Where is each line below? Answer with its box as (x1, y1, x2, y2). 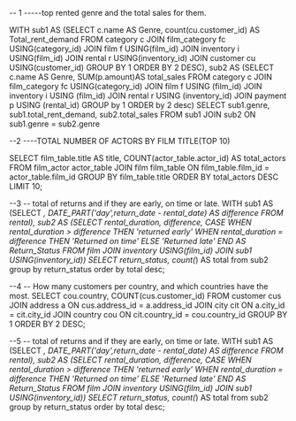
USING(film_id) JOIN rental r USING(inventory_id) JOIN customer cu (9, 53, 256, 63)
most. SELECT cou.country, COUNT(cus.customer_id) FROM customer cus (9, 291, 282, 301)
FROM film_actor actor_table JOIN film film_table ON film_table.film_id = (9, 163, 270, 172)
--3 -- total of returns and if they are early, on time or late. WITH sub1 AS (9, 198, 274, 209)
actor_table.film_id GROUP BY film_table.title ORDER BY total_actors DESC (9, 172, 279, 182)
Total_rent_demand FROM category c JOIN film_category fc (9, 34, 226, 44)
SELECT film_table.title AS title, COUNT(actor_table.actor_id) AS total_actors (9, 153, 286, 163)
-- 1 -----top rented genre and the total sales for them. (9, 8, 207, 18)
